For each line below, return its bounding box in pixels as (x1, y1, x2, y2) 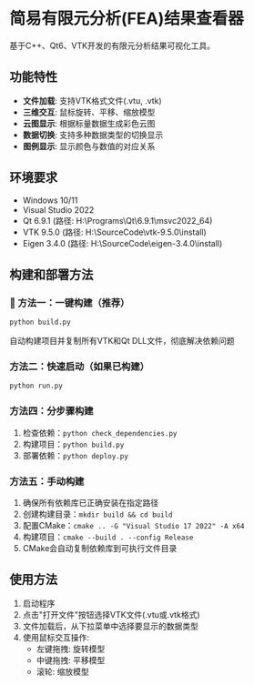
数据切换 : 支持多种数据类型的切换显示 (22, 129, 164, 140)
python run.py (9, 381, 64, 391)
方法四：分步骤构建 (9, 405, 94, 418)
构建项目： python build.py (22, 438, 125, 449)
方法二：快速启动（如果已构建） (9, 360, 150, 373)
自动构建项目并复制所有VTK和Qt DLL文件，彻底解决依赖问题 (9, 336, 235, 347)
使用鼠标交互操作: (22, 631, 89, 642)
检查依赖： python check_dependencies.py (22, 427, 178, 438)
